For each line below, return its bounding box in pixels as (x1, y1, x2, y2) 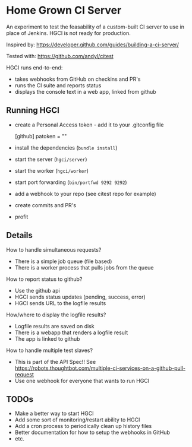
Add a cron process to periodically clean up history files (14, 423, 152, 430)
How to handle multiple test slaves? (6, 347, 93, 354)
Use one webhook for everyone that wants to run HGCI (14, 377, 150, 384)
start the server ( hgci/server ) (14, 156, 87, 163)
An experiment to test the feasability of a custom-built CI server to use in (6, 23, 184, 30)
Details (6, 230, 33, 240)
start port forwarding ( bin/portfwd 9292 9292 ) (14, 179, 127, 186)
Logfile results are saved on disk (14, 322, 95, 329)
